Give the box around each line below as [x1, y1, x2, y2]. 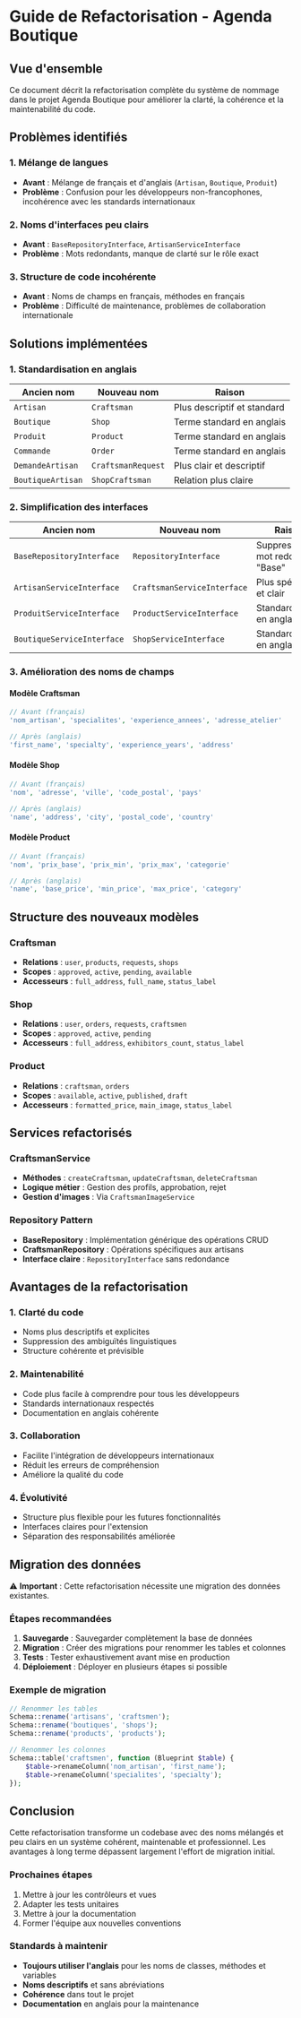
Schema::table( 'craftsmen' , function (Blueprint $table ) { [9, 1754, 235, 1763]
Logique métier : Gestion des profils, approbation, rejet [21, 1182, 227, 1193]
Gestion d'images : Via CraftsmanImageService [21, 1192, 195, 1203]
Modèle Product [9, 832, 71, 843]
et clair [256, 587, 285, 599]
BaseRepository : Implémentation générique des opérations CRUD [21, 1234, 269, 1245]
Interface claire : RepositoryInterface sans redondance [21, 1253, 230, 1264]
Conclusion [9, 1803, 75, 1818]
